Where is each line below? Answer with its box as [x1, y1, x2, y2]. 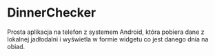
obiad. [7, 42, 25, 50]
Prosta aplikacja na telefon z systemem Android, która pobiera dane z [7, 28, 205, 36]
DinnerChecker [7, 5, 96, 21]
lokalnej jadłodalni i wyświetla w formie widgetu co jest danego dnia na [7, 35, 209, 43]
